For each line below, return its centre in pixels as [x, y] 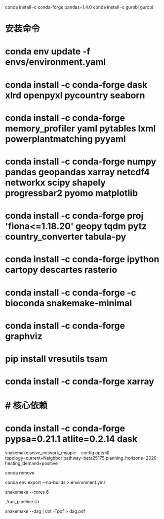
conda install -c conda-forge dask [76, 85]
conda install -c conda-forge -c [71, 293]
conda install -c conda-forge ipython [82, 259]
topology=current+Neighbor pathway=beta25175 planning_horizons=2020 [81, 458]
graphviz [24, 336]
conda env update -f [48, 52]
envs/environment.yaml [56, 62]
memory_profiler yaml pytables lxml [81, 128]
